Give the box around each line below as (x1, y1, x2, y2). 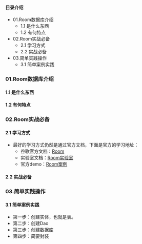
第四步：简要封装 (12, 233, 49, 239)
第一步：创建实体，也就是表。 (12, 214, 76, 220)
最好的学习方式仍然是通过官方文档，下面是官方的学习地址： (12, 142, 139, 148)
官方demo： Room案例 (20, 161, 68, 167)
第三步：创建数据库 (12, 227, 54, 233)
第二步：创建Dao (12, 220, 49, 227)
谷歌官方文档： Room (20, 148, 65, 154)
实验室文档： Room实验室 (20, 155, 73, 161)
